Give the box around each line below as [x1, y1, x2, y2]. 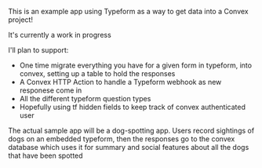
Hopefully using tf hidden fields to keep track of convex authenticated [19, 102, 246, 111]
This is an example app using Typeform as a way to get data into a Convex [8, 7, 249, 16]
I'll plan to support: [8, 46, 69, 54]
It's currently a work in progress [8, 31, 111, 39]
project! [8, 15, 34, 24]
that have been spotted [8, 151, 84, 160]
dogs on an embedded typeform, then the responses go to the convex [8, 134, 235, 144]
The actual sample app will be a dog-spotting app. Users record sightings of [8, 126, 255, 135]
